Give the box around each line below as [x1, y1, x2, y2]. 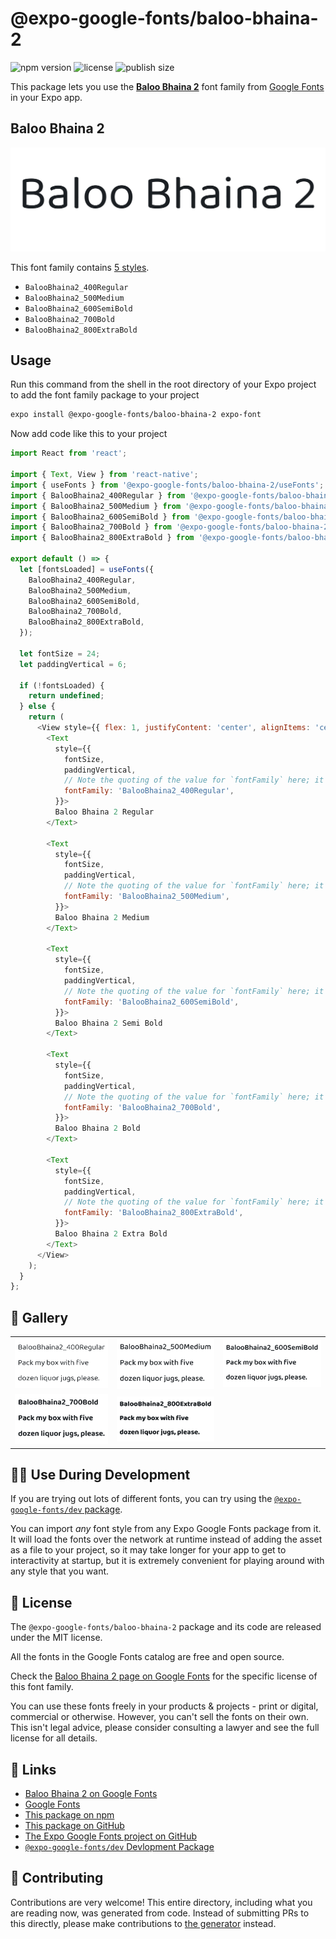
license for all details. [10, 1732, 98, 1744]
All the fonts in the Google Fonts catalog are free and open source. [10, 1651, 285, 1663]
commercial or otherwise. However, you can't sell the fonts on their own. [10, 1711, 309, 1723]
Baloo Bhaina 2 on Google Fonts [24, 1787, 158, 1799]
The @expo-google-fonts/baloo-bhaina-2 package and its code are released [10, 1621, 322, 1633]
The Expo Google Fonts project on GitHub [24, 1830, 197, 1842]
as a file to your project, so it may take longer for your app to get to [10, 1544, 287, 1556]
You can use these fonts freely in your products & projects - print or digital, [10, 1700, 319, 1712]
